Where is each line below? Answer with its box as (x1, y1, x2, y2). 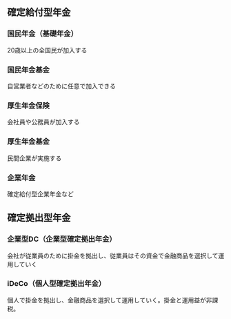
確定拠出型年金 (7, 212, 71, 224)
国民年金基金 (7, 65, 50, 75)
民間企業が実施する (7, 154, 62, 162)
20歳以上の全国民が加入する (7, 46, 88, 54)
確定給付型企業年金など (7, 189, 74, 198)
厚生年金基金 (7, 137, 50, 146)
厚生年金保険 (7, 101, 50, 110)
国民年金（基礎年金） (7, 29, 78, 39)
